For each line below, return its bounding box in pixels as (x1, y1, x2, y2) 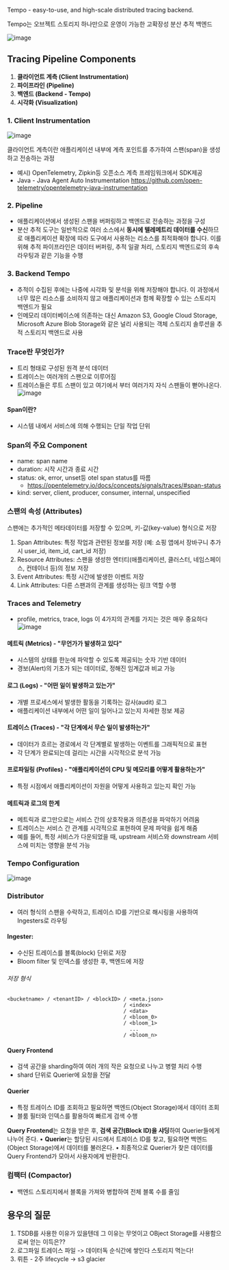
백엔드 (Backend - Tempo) (16, 89, 91, 98)
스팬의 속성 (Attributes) (7, 506, 83, 516)
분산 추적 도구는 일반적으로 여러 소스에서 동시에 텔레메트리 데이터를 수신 (16, 225, 208, 234)
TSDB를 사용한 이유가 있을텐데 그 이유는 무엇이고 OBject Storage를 (16, 1229, 198, 1237)
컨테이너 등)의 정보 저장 (26, 563, 89, 572)
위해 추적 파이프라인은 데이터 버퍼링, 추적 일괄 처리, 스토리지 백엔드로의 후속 (16, 243, 220, 251)
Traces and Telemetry (7, 598, 82, 608)
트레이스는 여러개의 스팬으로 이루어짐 (16, 373, 116, 380)
